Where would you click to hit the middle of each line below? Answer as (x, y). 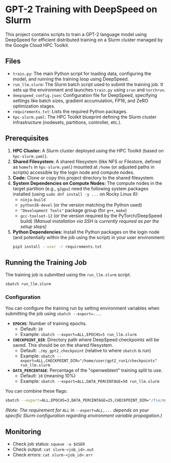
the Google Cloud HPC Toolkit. (37, 45)
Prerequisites (27, 138)
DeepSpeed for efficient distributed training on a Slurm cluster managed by (84, 40)
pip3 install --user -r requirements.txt (57, 247)
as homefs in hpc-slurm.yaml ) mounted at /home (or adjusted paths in (83, 167)
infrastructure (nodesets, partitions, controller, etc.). (67, 122)
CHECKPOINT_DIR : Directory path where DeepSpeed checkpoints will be (86, 340)
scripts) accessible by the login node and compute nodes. (74, 172)
